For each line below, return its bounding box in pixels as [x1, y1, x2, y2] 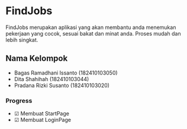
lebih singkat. [5, 36, 38, 43]
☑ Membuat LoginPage [14, 117, 72, 124]
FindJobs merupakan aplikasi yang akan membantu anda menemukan [5, 24, 176, 31]
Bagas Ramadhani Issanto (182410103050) [14, 69, 118, 76]
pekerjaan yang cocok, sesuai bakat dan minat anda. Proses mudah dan [5, 30, 181, 37]
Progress [5, 96, 33, 105]
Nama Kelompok [5, 53, 68, 63]
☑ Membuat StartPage [14, 110, 69, 117]
